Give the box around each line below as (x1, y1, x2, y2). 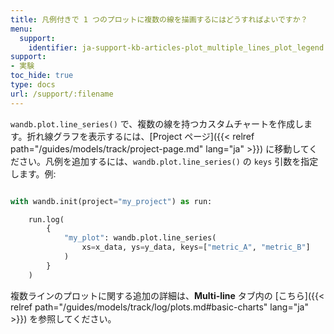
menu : (10, 24, 33, 34)
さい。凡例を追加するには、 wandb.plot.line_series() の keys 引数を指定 (18, 155, 319, 167)
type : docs (10, 80, 56, 90)
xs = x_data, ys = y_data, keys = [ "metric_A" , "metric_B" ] (81, 242, 311, 253)
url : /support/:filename (10, 89, 114, 99)
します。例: (10, 167, 57, 180)
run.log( (28, 214, 65, 225)
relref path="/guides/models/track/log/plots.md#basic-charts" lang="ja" (10, 301, 309, 313)
